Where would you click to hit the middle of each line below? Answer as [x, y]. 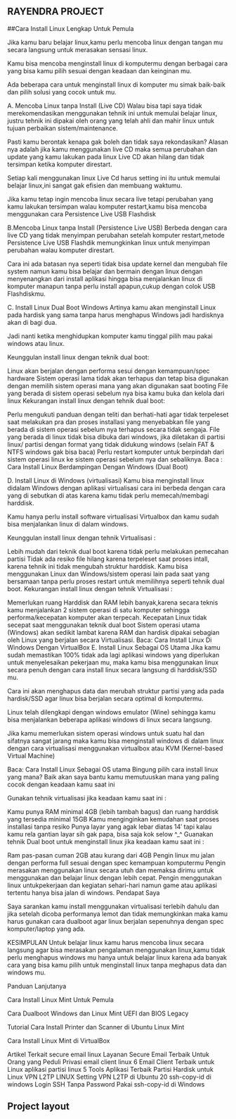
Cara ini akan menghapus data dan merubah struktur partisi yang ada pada [116, 691]
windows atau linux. [36, 343]
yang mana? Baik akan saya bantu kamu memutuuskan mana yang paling [113, 777]
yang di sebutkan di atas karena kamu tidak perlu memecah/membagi [108, 495]
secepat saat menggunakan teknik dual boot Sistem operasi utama [104, 625]
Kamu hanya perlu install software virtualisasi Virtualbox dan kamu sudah [113, 517]
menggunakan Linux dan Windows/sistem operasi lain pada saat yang [109, 574]
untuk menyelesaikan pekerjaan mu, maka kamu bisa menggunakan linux [113, 662]
